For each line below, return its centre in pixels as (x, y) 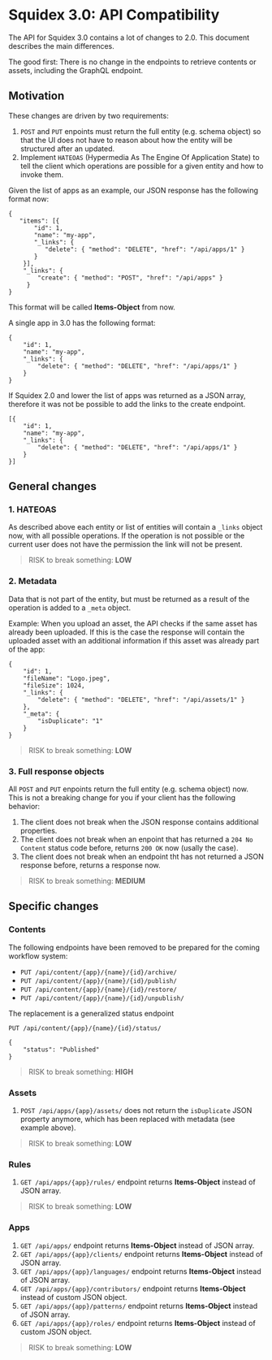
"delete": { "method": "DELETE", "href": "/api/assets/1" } (141, 699)
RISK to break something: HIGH (81, 1072)
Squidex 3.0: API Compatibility (114, 15)
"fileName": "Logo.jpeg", (67, 678)
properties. (39, 831)
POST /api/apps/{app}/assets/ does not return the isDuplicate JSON (136, 1111)
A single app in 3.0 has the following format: (82, 323)
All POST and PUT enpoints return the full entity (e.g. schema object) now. (129, 789)
